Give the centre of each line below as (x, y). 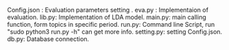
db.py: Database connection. (48, 39)
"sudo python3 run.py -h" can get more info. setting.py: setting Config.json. (115, 32)
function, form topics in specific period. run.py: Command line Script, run (111, 24)
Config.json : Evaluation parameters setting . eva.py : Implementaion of (108, 10)
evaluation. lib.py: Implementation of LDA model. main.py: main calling (107, 17)
